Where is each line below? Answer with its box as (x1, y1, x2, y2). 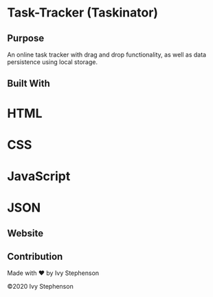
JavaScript (7, 168, 71, 184)
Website (7, 227, 43, 239)
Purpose (7, 32, 45, 44)
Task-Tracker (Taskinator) (7, 5, 159, 21)
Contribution (7, 250, 63, 263)
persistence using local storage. (7, 58, 98, 66)
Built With (7, 78, 50, 90)
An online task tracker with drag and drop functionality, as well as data (7, 50, 207, 59)
